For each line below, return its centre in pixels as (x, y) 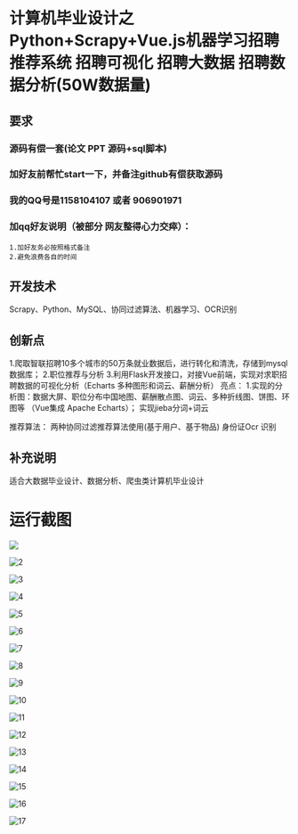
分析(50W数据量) (88, 85)
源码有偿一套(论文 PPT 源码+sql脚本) (88, 148)
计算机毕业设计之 (72, 18)
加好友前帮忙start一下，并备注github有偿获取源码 (116, 175)
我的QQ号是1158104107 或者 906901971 (96, 200)
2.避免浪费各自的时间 (43, 257)
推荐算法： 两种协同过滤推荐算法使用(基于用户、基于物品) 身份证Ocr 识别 (143, 427)
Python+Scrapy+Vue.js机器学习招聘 (145, 41)
